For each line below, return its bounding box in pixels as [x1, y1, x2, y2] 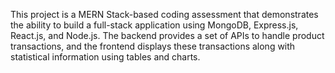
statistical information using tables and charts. [10, 51, 201, 63]
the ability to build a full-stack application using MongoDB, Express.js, [10, 19, 299, 31]
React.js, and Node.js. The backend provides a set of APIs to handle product [10, 30, 325, 41]
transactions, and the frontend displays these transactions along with [10, 40, 296, 52]
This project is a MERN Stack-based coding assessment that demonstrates [10, 9, 319, 20]
